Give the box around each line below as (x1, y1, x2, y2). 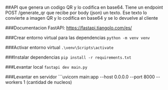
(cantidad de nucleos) (26, 79, 72, 85)
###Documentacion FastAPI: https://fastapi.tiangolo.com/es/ (5, 25, 133, 31)
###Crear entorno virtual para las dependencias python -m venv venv (5, 35, 150, 40)
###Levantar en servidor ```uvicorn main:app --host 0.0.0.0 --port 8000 (5, 74, 155, 80)
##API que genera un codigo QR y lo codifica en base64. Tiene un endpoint (5, 5, 163, 10)
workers (5, 79, 23, 85)
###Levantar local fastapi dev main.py (5, 64, 88, 70)
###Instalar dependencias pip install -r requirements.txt (5, 54, 132, 60)
